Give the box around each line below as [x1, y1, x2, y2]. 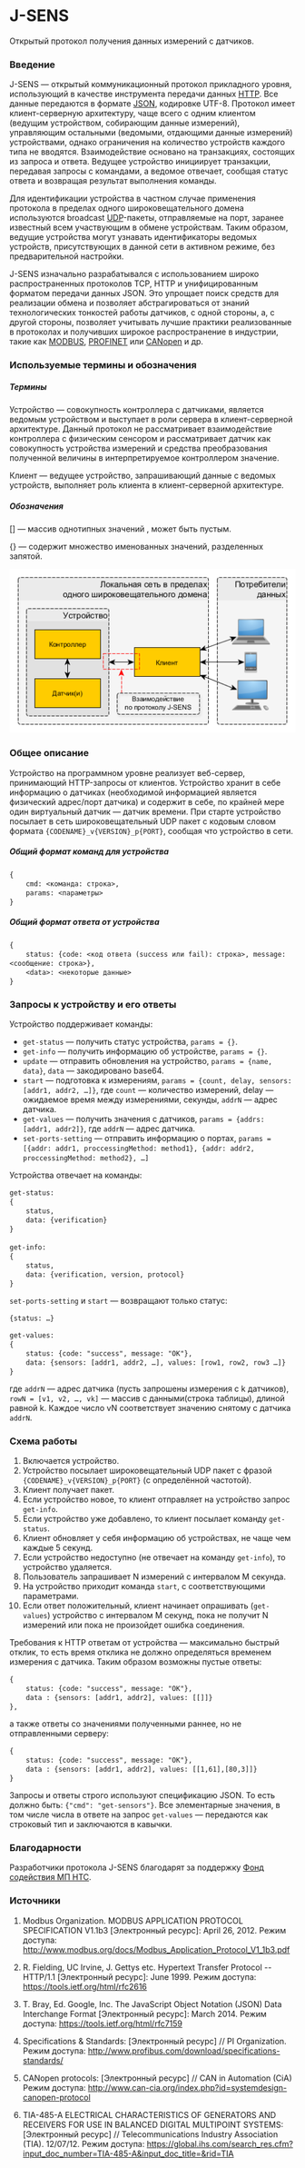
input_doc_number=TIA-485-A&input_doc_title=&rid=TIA [22, 2148, 234, 2159]
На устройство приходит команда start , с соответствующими [22, 1581, 266, 1592]
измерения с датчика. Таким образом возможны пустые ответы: [9, 1656, 262, 1667]
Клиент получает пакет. [22, 1485, 115, 1496]
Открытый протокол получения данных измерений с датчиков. [9, 35, 254, 46]
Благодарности [9, 1842, 82, 1855]
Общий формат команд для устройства [9, 846, 170, 857]
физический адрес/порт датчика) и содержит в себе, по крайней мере [9, 796, 285, 807]
